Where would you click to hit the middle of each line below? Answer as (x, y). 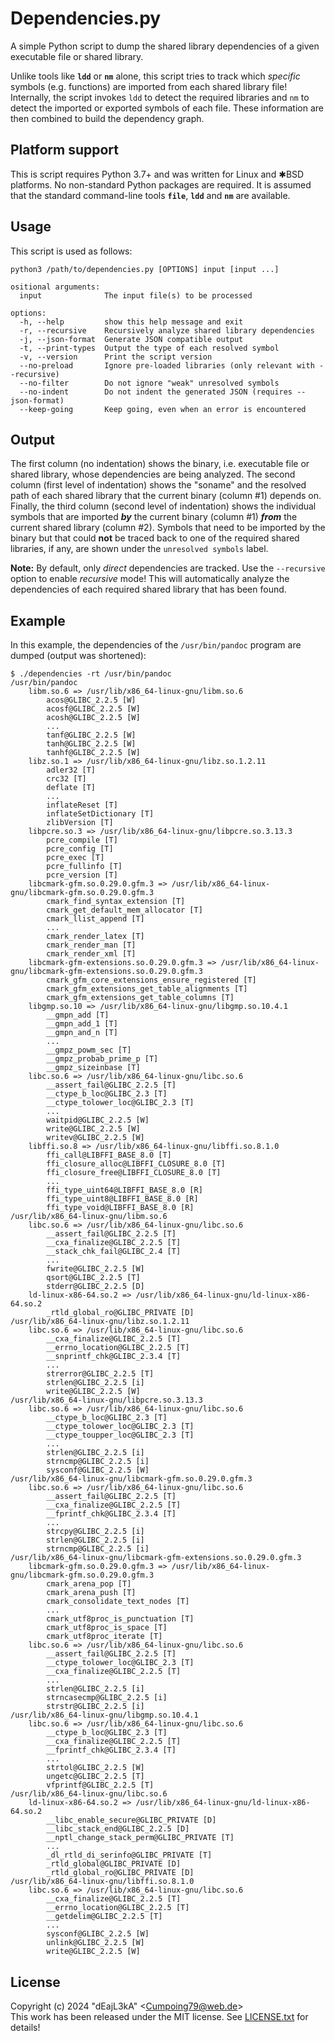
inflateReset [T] (82, 805)
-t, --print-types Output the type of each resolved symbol (149, 348)
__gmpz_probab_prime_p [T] (102, 1059)
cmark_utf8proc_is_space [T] (107, 1628)
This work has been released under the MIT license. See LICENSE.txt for (159, 2016)
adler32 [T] (71, 770)
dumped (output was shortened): (78, 656)
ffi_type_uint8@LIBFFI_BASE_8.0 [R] (122, 1199)
